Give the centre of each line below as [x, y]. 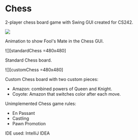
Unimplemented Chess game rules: [41, 104]
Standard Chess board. [28, 60]
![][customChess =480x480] [34, 70]
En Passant [24, 113]
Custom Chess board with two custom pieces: [52, 79]
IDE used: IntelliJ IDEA [28, 133]
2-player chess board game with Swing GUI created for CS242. [69, 22]
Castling [21, 118]
